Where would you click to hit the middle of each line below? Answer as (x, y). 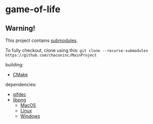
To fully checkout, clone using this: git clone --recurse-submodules (77, 50)
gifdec (19, 94)
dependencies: (21, 84)
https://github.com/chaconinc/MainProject (51, 55)
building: (15, 65)
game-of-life (33, 9)
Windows (30, 116)
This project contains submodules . (42, 40)
